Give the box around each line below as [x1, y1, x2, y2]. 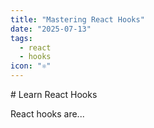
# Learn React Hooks [10, 89, 98, 100]
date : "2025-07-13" [10, 24, 92, 34]
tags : [10, 33, 33, 43]
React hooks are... [10, 108, 85, 120]
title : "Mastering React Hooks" [10, 14, 145, 25]
